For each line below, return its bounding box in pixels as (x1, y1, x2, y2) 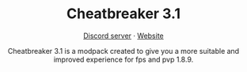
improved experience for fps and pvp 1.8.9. (53, 55, 194, 64)
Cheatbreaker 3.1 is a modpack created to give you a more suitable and (7, 46, 240, 55)
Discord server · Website (82, 31, 165, 40)
